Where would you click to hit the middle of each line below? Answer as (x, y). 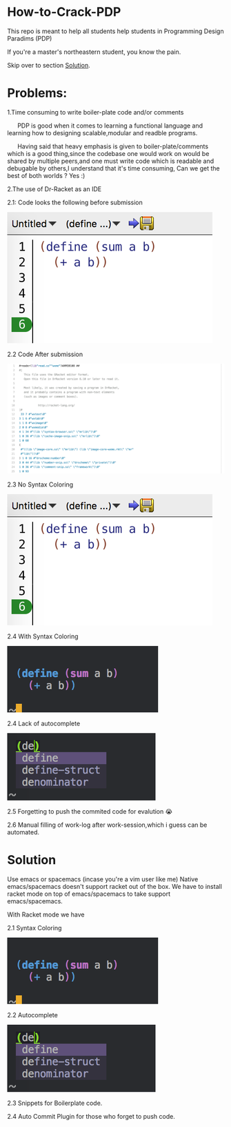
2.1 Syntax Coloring (34, 928)
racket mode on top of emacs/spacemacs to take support (89, 894)
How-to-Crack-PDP (64, 12)
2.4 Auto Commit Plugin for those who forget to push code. (91, 1116)
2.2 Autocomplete (33, 1015)
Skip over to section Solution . (49, 65)
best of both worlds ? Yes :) (46, 175)
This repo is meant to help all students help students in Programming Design (115, 31)
